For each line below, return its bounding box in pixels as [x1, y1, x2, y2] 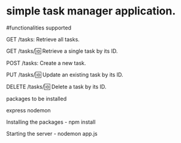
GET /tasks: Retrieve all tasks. [6, 35, 80, 43]
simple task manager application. [6, 4, 176, 18]
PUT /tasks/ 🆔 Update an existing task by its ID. [6, 71, 123, 78]
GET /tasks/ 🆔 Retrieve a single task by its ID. [6, 47, 118, 55]
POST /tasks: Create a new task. [6, 59, 86, 67]
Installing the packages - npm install [6, 118, 96, 126]
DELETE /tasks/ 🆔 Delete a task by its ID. [6, 83, 107, 90]
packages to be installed [6, 95, 67, 102]
